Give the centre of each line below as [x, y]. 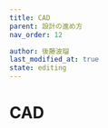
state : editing [38, 68]
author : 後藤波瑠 [39, 51]
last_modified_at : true [54, 60]
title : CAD [30, 18]
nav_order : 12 [36, 34]
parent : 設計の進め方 [46, 26]
